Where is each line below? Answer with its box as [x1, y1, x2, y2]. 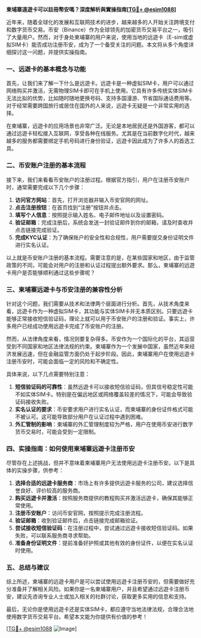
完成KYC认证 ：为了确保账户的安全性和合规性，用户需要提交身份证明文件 [14, 234, 194, 241]
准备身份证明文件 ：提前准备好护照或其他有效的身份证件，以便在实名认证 [14, 539, 193, 547]
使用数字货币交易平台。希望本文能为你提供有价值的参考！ [6, 613, 148, 621]
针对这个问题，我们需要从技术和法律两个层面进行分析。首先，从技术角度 [6, 300, 184, 307]
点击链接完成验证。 [14, 226, 63, 233]
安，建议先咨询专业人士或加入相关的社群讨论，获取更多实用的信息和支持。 [6, 593, 190, 600]
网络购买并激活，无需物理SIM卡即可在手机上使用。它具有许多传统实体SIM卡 [6, 87, 193, 95]
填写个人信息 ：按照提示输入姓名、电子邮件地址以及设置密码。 [14, 211, 167, 218]
